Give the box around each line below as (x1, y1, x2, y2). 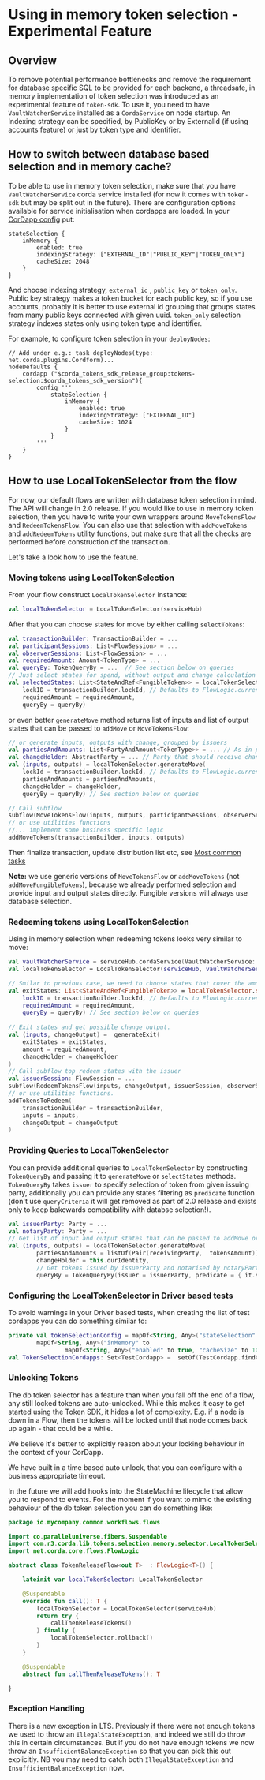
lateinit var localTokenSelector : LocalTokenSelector (22, 1576, 203, 1584)
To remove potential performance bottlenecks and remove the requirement (8, 75, 251, 84)
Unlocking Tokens (8, 1372, 79, 1383)
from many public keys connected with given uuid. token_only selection (8, 310, 241, 320)
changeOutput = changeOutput (22, 1119, 118, 1127)
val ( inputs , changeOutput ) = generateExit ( (8, 1031, 160, 1039)
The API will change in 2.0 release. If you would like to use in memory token (8, 503, 254, 513)
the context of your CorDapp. (8, 1447, 104, 1457)
